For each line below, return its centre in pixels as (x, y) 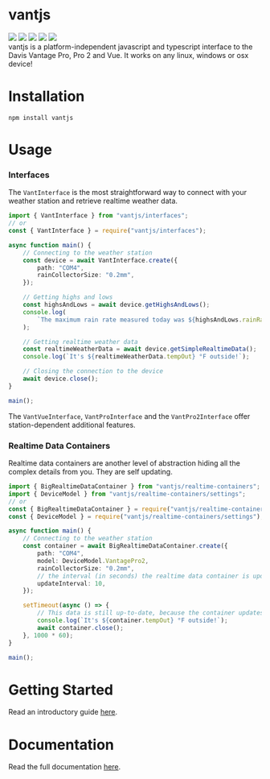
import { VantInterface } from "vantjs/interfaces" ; (98, 216)
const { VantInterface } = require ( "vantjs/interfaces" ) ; (107, 231)
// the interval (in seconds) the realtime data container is (143, 576)
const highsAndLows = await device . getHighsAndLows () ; (117, 305)
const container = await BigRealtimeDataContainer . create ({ (125, 546)
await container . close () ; (81, 628)
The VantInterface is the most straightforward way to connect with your (128, 193)
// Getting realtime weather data (80, 342)
